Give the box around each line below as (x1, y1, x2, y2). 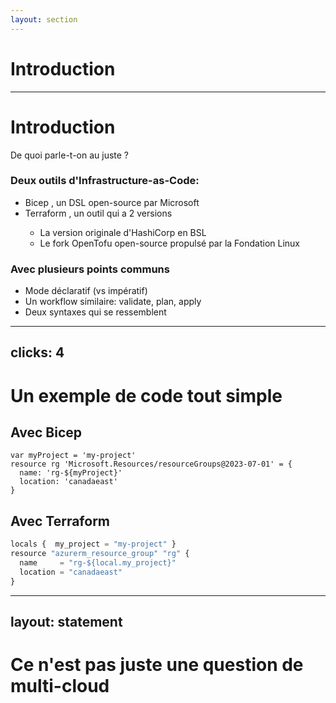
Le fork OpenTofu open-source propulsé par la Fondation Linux (39, 237, 300, 249)
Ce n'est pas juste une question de (10, 654, 304, 676)
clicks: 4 (10, 344, 65, 361)
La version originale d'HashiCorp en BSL (39, 226, 207, 238)
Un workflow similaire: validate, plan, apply (24, 296, 202, 308)
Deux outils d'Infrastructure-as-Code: (10, 174, 200, 188)
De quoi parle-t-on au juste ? (10, 149, 130, 161)
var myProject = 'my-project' (10, 451, 137, 461)
